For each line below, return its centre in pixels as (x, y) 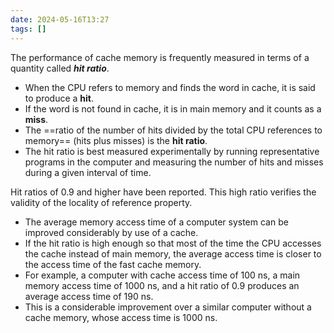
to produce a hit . (59, 98)
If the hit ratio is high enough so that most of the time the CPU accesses (173, 243)
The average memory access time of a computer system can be (156, 222)
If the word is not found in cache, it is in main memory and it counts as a (173, 108)
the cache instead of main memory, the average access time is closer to (173, 253)
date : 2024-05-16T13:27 (60, 19)
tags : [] (28, 29)
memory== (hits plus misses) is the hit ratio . (116, 140)
